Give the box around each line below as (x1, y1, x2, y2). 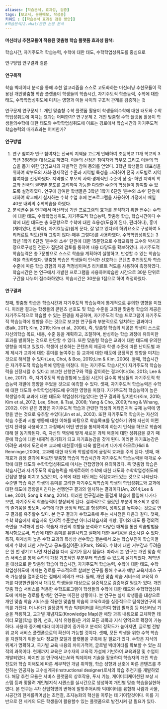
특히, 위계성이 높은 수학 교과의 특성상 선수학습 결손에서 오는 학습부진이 (5, 536, 142, 542)
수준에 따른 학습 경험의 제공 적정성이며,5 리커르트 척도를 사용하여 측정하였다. (12, 263, 161, 269)
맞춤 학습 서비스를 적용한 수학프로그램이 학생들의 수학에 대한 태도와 (5, 586, 135, 592)
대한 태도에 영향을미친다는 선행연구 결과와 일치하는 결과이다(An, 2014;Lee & (5, 486, 153, 492)
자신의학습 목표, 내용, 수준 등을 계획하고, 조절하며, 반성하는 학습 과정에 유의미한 (5, 331, 159, 337)
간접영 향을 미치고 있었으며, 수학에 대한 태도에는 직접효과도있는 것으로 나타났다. (5, 474, 159, 480)
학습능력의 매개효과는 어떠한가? (5, 126, 66, 132)
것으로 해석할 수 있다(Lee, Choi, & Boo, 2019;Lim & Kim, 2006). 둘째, (5, 356, 142, 362)
